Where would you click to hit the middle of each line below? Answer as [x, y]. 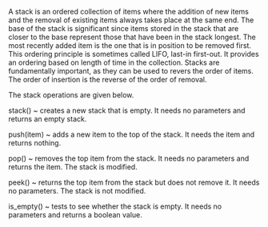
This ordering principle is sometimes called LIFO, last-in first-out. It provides [134, 54]
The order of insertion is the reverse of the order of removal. [108, 80]
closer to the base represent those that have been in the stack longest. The [132, 37]
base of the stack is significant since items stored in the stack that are [124, 28]
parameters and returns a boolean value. [75, 215]
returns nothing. [35, 143]
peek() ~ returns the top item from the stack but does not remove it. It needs [134, 182]
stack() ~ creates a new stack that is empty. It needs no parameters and [127, 110]
